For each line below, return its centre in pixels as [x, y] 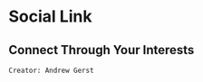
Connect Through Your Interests [101, 50]
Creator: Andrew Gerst [51, 70]
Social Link [50, 17]
